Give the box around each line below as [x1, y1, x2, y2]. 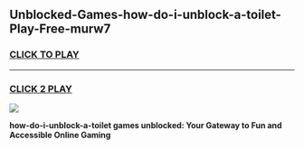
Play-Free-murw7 [9, 22, 111, 37]
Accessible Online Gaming [9, 129, 111, 140]
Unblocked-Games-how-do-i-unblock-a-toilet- [9, 7, 282, 23]
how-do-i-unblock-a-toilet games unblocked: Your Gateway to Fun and [9, 119, 282, 130]
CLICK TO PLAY [9, 49, 80, 61]
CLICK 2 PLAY [9, 82, 72, 95]
